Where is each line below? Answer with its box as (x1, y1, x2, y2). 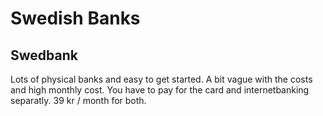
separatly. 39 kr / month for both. (10, 95, 147, 106)
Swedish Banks (10, 7, 141, 30)
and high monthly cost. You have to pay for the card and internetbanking (10, 84, 310, 96)
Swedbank (10, 47, 78, 64)
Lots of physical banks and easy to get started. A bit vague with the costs (10, 73, 313, 85)
